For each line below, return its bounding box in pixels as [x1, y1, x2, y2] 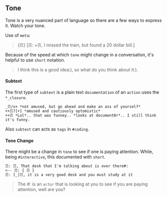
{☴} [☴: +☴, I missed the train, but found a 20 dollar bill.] [17, 42, 135, 48]
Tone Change [5, 137, 34, 143]
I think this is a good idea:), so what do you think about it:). [17, 66, 138, 72]
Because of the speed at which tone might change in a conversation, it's [5, 51, 154, 57]
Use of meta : [5, 32, 31, 38]
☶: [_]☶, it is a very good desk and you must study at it [5, 172, 133, 177]
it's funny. [5, 117, 30, 122]
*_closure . [5, 94, 27, 100]
